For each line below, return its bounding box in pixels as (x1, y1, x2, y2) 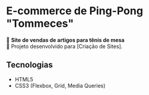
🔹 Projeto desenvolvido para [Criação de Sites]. (6, 43, 123, 50)
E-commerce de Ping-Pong (6, 4, 144, 18)
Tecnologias (6, 60, 53, 70)
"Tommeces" (6, 17, 74, 30)
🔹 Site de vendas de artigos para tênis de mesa (6, 36, 125, 43)
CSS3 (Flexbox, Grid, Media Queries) (14, 82, 106, 89)
